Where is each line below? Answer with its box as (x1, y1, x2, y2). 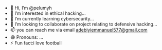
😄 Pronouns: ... (10, 34, 44, 40)
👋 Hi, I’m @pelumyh (10, 5, 52, 11)
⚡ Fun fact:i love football (10, 40, 62, 46)
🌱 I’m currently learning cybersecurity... (10, 16, 94, 21)
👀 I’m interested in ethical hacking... (10, 10, 86, 16)
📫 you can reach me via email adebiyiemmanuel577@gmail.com (10, 27, 148, 33)
